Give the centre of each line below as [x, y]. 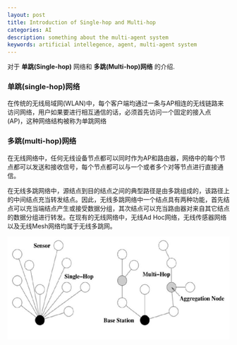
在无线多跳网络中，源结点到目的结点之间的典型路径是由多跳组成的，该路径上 [119, 190]
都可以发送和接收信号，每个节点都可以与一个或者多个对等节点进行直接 [115, 167]
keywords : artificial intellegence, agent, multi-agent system [102, 45]
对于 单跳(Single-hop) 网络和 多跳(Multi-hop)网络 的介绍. [91, 66]
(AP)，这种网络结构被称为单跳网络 [57, 121]
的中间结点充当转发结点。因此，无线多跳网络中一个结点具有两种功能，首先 [115, 199]
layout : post [26, 15]
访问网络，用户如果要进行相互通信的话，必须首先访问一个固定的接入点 [109, 112]
